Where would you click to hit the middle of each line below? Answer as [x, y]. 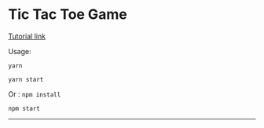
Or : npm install [35, 94]
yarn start [26, 79]
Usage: [20, 51]
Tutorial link [27, 36]
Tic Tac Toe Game [68, 15]
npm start [24, 108]
